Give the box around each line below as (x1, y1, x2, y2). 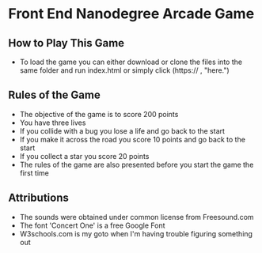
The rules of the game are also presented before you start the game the (19, 160, 254, 169)
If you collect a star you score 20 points (19, 151, 150, 160)
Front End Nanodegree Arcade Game (8, 5, 255, 23)
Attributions (8, 191, 70, 205)
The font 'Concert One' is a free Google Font (19, 221, 165, 230)
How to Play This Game (8, 36, 125, 50)
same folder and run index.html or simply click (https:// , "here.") (19, 66, 230, 75)
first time (19, 168, 49, 178)
